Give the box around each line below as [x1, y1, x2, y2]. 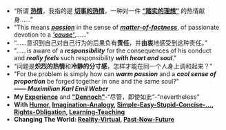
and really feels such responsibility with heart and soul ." [13, 54, 177, 62]
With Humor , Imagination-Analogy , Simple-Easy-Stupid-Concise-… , [13, 100, 214, 109]
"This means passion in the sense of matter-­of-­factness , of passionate [13, 24, 219, 31]
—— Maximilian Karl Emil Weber [13, 84, 109, 93]
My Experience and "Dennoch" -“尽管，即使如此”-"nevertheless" [13, 93, 200, 101]
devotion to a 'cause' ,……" [13, 30, 90, 39]
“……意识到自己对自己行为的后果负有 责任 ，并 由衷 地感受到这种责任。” [13, 39, 208, 47]
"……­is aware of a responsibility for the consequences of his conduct [13, 46, 212, 55]
